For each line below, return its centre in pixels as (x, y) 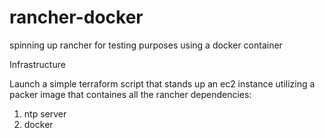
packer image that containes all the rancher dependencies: (130, 94)
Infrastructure (37, 64)
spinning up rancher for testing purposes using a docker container (146, 45)
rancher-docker (76, 17)
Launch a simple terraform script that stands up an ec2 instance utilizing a (162, 83)
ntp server (45, 113)
